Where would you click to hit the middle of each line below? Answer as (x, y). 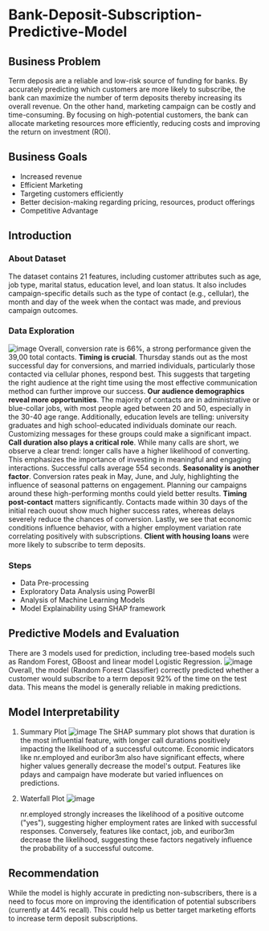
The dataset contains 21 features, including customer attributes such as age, (135, 276)
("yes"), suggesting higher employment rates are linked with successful (139, 822)
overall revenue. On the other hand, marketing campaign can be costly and (132, 106)
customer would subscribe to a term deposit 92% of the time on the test (128, 678)
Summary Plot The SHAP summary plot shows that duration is (137, 731)
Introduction (40, 236)
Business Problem (55, 61)
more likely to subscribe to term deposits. (77, 544)
